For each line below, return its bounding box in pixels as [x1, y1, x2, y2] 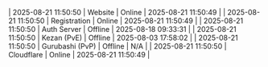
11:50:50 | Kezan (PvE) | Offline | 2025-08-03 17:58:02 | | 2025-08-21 [8, 33, 239, 42]
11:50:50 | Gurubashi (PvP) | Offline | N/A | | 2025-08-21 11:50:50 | [8, 41, 227, 51]
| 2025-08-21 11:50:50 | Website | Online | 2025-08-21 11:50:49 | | [8, 8, 226, 17]
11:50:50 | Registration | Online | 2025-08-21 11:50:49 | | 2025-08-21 [17, 16, 244, 26]
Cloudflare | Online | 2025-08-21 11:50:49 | [8, 50, 150, 59]
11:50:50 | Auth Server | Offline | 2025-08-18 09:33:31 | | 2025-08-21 [8, 25, 237, 33]
